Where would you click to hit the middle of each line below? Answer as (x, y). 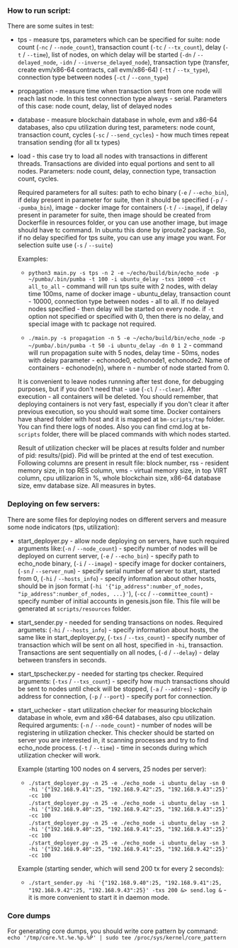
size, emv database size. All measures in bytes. (86, 486)
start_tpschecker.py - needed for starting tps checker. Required (110, 673)
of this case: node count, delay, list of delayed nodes (95, 106)
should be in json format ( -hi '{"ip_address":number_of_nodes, (110, 586)
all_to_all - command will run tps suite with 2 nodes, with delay (123, 286)
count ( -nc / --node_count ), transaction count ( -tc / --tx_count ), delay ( (121, 47)
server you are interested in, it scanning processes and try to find (113, 740)
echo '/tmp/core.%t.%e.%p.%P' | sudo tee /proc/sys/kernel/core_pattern (117, 937)
